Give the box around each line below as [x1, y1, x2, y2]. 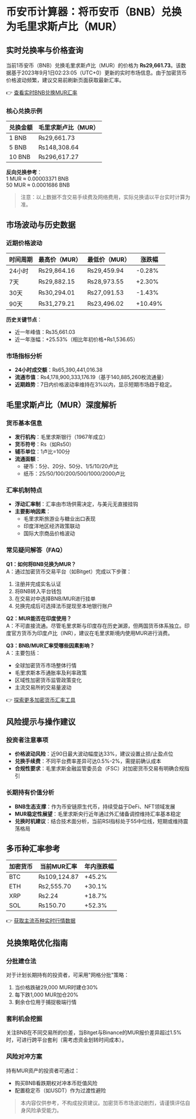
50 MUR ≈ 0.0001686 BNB [6, 181, 70, 188]
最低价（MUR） [87, 255, 131, 263]
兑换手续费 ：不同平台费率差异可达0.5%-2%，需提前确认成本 [14, 758, 161, 765]
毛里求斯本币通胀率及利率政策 [14, 669, 87, 676]
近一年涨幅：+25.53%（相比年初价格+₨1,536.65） [14, 336, 138, 343]
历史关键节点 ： [6, 316, 42, 323]
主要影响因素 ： [14, 508, 51, 515]
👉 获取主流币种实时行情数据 [6, 917, 76, 924]
